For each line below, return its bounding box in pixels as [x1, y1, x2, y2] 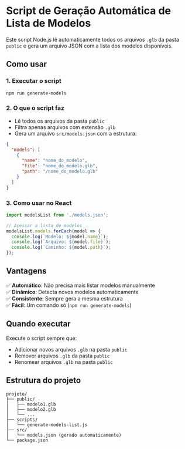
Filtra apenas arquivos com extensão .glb [14, 123, 116, 130]
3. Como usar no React [6, 198, 72, 207]
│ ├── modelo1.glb [6, 401, 57, 407]
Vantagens [6, 266, 47, 276]
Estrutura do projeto [6, 376, 81, 386]
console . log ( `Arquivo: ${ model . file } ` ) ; [11, 239, 111, 245]
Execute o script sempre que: [6, 335, 77, 342]
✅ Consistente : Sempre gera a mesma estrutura [6, 295, 123, 302]
